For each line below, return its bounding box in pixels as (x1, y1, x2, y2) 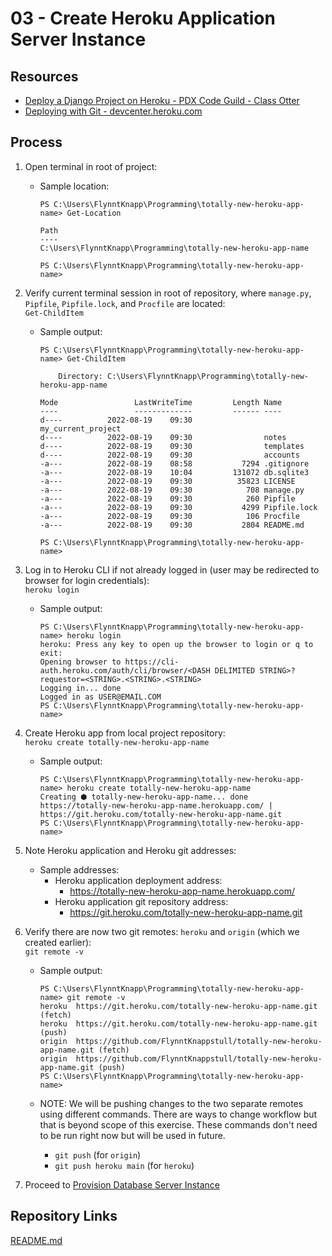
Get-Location (66, 208, 122, 218)
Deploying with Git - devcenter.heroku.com (24, 105, 203, 117)
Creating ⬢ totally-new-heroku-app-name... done (39, 792, 249, 802)
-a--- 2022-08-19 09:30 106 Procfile (39, 511, 300, 521)
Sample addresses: (39, 863, 120, 876)
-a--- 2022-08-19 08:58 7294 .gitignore (39, 458, 310, 469)
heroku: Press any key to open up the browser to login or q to (39, 639, 314, 649)
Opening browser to (39, 657, 122, 667)
